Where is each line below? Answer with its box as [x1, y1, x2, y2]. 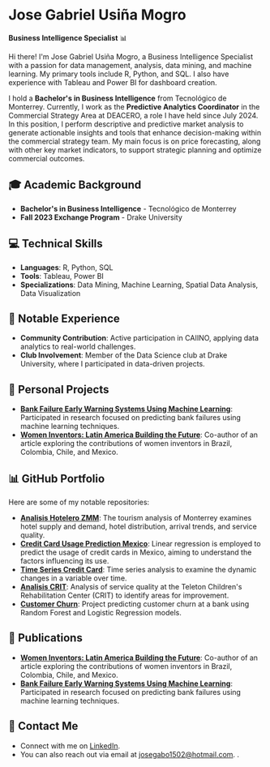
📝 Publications [8, 631, 83, 645]
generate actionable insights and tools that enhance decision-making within [8, 127, 262, 137]
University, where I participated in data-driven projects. [19, 359, 205, 369]
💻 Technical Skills [8, 237, 103, 251]
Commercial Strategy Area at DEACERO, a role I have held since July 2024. [8, 110, 259, 120]
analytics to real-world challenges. [19, 342, 136, 352]
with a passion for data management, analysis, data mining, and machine [8, 60, 252, 70]
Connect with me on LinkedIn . [19, 740, 121, 751]
